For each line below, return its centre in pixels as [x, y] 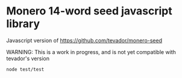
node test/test [25, 69]
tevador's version [28, 58]
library [23, 24]
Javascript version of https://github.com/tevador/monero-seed [84, 40]
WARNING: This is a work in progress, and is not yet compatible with [91, 52]
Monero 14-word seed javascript [89, 11]
